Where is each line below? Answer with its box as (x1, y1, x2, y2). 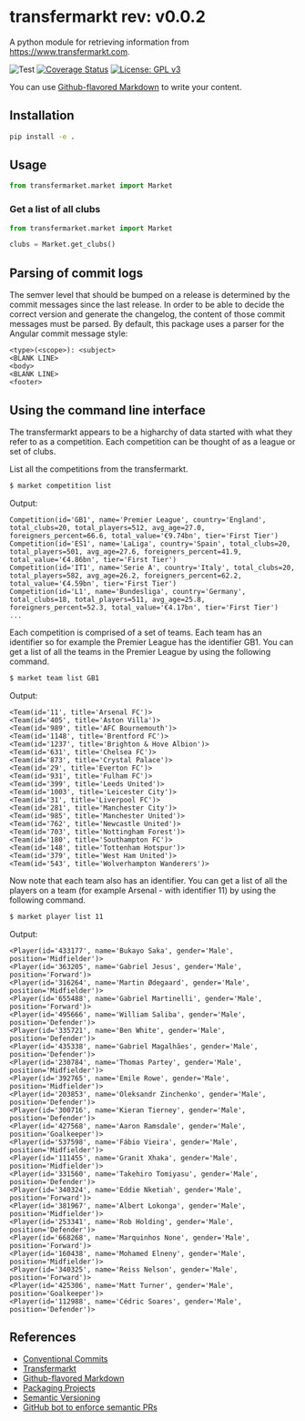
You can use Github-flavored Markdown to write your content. (9, 81, 242, 92)
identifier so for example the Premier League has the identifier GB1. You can (9, 636, 294, 648)
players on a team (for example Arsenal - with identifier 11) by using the (9, 884, 277, 895)
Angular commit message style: (9, 328, 128, 339)
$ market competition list (9, 481, 112, 490)
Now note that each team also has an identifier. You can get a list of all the (9, 874, 288, 885)
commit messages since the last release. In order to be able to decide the (9, 299, 285, 311)
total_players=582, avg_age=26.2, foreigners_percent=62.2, (9, 571, 243, 580)
